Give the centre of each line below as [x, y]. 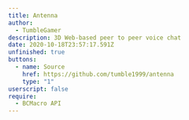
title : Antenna [33, 15]
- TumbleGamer [38, 30]
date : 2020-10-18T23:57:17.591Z [61, 45]
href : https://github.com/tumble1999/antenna [98, 74]
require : [22, 96]
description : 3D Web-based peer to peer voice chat [94, 37]
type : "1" [39, 81]
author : [21, 23]
